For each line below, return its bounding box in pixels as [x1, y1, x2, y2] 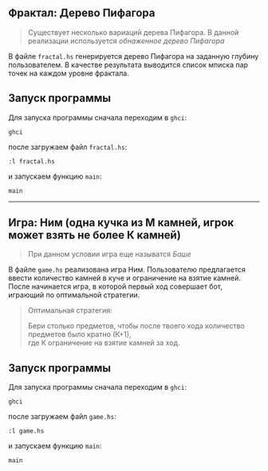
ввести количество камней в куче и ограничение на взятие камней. [8, 273, 242, 283]
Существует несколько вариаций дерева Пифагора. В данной [27, 27, 239, 37]
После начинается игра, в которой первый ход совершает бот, [8, 282, 223, 292]
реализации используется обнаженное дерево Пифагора [27, 36, 225, 45]
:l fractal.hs [8, 157, 56, 166]
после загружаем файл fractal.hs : [8, 142, 128, 151]
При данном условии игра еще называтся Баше [27, 249, 191, 259]
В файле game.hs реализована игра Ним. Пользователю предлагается [8, 265, 246, 274]
